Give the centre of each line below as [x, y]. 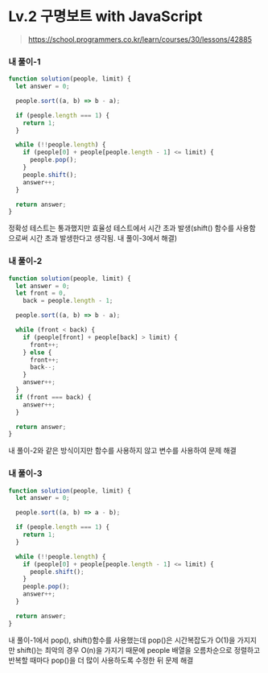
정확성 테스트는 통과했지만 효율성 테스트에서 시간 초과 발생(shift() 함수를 [122, 228]
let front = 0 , [41, 293]
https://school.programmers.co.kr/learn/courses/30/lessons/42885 [140, 39]
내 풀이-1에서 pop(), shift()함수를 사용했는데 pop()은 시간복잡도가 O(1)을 [122, 640]
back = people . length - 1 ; [68, 301]
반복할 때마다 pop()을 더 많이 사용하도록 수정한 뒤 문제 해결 [101, 660]
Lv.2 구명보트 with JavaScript [105, 17]
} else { [37, 352]
